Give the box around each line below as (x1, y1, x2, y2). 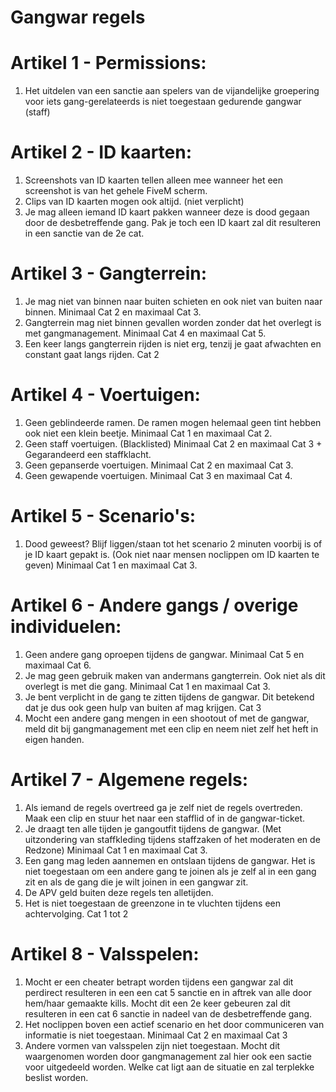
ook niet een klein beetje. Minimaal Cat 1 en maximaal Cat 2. (24, 427, 273, 439)
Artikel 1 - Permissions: (10, 52, 207, 75)
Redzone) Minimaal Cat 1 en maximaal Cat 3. (24, 844, 208, 856)
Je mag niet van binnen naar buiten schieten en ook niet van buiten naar (24, 296, 323, 307)
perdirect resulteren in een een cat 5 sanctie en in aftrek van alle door (24, 986, 312, 998)
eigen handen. (24, 733, 85, 745)
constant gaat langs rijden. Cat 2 (24, 349, 160, 360)
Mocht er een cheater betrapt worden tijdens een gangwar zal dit (24, 976, 294, 988)
